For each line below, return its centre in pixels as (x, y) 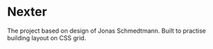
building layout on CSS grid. (47, 37)
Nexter (27, 12)
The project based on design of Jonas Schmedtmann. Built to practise (107, 31)
